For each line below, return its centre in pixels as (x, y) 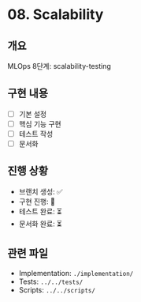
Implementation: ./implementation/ (76, 273)
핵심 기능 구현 (40, 123)
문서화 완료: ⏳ (40, 224)
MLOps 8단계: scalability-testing (59, 66)
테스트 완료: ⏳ (40, 211)
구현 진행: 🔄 (37, 201)
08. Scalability (56, 15)
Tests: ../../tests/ (51, 281)
